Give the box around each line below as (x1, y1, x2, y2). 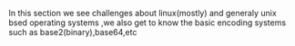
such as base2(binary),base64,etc (8, 27, 137, 37)
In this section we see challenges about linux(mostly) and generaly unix (8, 8, 277, 18)
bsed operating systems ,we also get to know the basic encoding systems (8, 17, 287, 28)
